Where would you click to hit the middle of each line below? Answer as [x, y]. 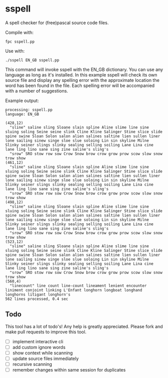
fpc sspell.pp [20, 41]
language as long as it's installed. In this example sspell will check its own [81, 75]
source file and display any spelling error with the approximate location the [82, 80]
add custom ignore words [39, 347]
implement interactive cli [38, 341]
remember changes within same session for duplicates [69, 370]
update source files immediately [46, 358]
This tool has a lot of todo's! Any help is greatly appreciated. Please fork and [84, 326]
